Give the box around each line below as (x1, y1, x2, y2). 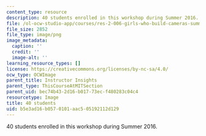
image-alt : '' (12, 55, 48, 61)
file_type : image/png (6, 32, 62, 38)
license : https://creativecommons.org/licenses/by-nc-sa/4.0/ (6, 66, 169, 72)
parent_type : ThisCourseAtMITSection (6, 83, 103, 89)
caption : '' (12, 43, 43, 50)
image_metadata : (6, 37, 48, 43)
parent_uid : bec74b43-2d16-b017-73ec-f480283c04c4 (6, 89, 139, 95)
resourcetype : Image (6, 94, 59, 100)
